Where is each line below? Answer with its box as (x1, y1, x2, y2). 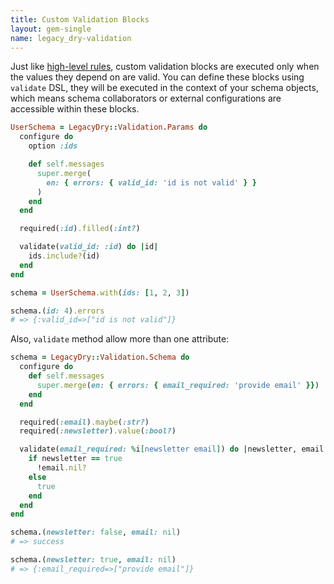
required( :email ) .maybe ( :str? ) (19, 417, 150, 427)
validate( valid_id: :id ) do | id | (19, 242, 159, 252)
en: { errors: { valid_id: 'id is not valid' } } (46, 177, 257, 188)
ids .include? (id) (28, 251, 101, 261)
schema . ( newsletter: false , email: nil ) (10, 527, 182, 538)
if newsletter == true (28, 454, 123, 464)
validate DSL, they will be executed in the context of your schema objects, (10, 82, 319, 94)
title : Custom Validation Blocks (10, 14, 150, 25)
